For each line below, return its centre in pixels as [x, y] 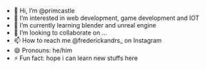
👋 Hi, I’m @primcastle [44, 11]
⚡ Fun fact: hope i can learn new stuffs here [75, 58]
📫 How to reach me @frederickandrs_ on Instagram [87, 40]
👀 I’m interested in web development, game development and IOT [106, 18]
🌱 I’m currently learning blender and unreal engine [85, 25]
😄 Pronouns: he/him [43, 50]
